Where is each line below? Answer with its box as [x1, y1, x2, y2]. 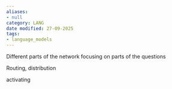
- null [6, 14, 23, 20]
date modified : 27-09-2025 [6, 25, 74, 32]
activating [6, 76, 31, 83]
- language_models [6, 36, 52, 42]
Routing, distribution [6, 65, 56, 72]
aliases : [6, 8, 28, 15]
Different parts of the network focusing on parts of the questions [6, 53, 166, 60]
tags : [6, 31, 20, 37]
